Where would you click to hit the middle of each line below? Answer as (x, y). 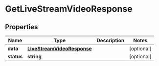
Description (111, 41)
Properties (22, 27)
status (15, 57)
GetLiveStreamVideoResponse (69, 9)
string (34, 57)
